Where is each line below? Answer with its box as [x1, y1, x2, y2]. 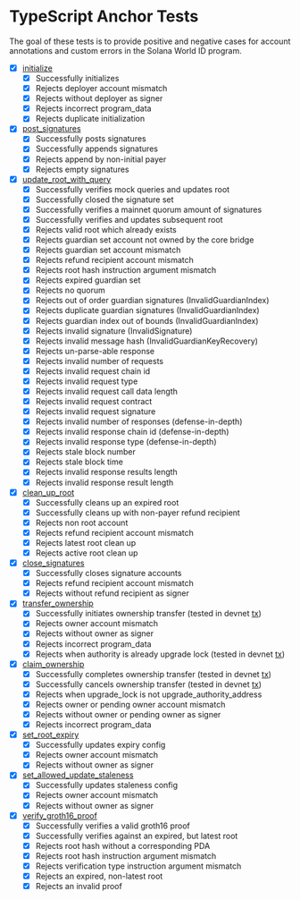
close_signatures [21, 557, 85, 568]
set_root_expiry [21, 729, 79, 740]
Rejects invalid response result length [35, 477, 174, 488]
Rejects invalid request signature [35, 406, 156, 417]
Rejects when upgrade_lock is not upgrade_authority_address [35, 689, 262, 700]
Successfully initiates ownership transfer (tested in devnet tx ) [35, 608, 262, 619]
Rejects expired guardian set [35, 275, 141, 285]
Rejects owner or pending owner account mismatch [35, 699, 226, 709]
